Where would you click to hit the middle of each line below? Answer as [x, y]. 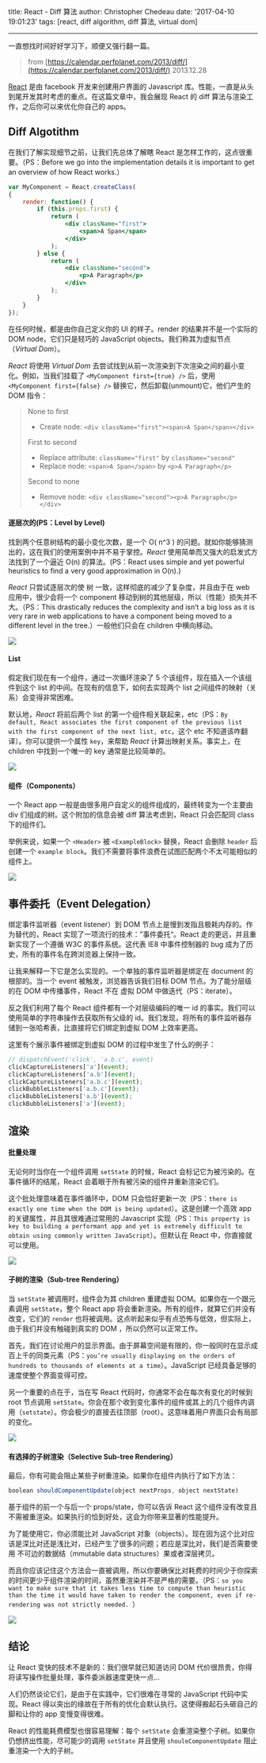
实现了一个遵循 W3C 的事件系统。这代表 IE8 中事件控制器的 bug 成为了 [131, 944]
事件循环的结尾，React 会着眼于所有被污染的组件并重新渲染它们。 [116, 1181]
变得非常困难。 [53, 697]
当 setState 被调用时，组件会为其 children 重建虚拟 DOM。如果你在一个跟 [129, 1298]
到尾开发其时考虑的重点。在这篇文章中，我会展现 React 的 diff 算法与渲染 [127, 97]
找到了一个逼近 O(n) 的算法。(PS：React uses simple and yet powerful [130, 562]
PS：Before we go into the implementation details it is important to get [140, 162]
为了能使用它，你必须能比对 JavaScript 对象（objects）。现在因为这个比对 [128, 1533]
